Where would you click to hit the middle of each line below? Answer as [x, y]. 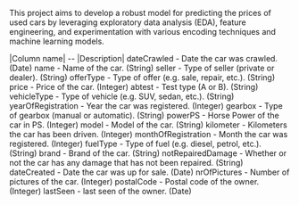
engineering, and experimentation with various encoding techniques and [143, 32]
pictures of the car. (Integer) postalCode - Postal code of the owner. [134, 181]
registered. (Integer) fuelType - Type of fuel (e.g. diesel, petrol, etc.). [135, 143]
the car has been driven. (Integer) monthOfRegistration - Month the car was [149, 134]
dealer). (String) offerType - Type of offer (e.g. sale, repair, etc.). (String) [142, 78]
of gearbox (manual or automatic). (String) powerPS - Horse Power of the [144, 115]
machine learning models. [57, 41]
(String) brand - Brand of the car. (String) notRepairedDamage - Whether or [148, 153]
